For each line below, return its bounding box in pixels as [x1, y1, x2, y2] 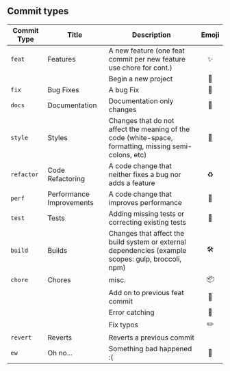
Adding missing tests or [108, 208, 185, 218]
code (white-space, [108, 133, 173, 142]
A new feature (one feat [108, 46, 185, 55]
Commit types [7, 5, 69, 17]
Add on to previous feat [108, 288, 184, 297]
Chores [47, 275, 71, 285]
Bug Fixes [47, 85, 79, 94]
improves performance [108, 197, 183, 207]
